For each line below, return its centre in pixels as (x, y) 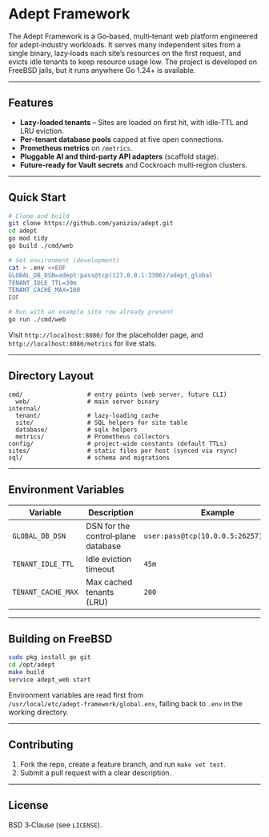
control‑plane (110, 536)
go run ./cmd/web (37, 320)
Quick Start (37, 198)
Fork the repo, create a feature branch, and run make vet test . (123, 764)
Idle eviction (108, 559)
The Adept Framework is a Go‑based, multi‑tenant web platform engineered (133, 36)
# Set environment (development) (64, 260)
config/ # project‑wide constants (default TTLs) (118, 443)
